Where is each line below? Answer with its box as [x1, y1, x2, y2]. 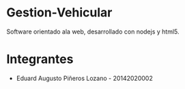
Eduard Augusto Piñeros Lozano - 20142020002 [16, 74, 153, 82]
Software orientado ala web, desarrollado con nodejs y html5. [6, 27, 180, 36]
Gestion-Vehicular [6, 5, 113, 21]
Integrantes [6, 51, 74, 67]
